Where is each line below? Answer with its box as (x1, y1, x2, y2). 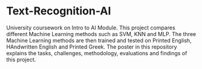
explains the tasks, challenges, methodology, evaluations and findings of (6, 49, 187, 56)
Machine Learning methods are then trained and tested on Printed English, (6, 37, 192, 44)
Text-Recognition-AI (6, 4, 111, 18)
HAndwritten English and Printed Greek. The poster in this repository (6, 43, 177, 50)
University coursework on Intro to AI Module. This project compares (6, 24, 175, 31)
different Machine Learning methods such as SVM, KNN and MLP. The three (6, 30, 197, 37)
